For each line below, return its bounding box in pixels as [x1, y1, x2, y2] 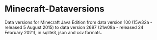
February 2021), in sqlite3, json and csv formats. [4, 29, 102, 35]
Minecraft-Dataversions [4, 3, 105, 14]
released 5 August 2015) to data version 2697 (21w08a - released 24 [4, 24, 144, 30]
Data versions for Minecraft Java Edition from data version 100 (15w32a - [4, 19, 153, 25]
